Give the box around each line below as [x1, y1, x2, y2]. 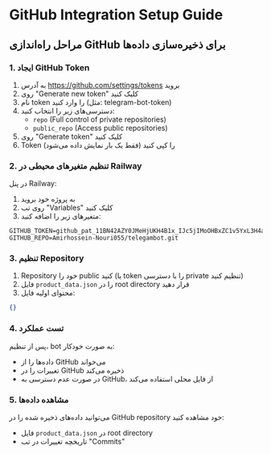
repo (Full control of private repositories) [32, 115, 167, 124]
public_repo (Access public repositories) [32, 123, 168, 132]
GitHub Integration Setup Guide [9, 6, 224, 24]
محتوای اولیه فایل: [20, 288, 76, 298]
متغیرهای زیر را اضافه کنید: [20, 211, 101, 221]
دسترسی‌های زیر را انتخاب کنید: [20, 106, 115, 115]
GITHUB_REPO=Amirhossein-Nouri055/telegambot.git [9, 234, 179, 243]
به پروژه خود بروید [20, 194, 76, 204]
